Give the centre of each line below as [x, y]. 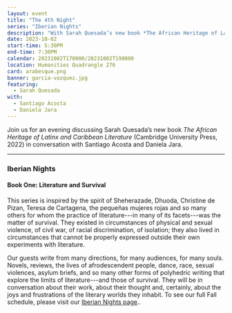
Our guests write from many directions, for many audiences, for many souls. [115, 258]
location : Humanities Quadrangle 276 [61, 65]
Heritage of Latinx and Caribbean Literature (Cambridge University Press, [112, 137]
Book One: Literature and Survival [57, 185]
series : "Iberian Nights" [44, 26]
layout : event [28, 13]
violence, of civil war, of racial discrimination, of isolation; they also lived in [113, 229]
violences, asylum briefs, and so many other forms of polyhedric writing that [116, 272]
